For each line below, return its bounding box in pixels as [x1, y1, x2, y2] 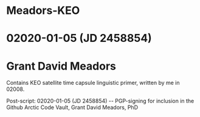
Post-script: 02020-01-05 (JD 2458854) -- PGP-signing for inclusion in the [6, 98, 195, 105]
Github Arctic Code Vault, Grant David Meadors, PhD [6, 104, 139, 111]
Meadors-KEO [6, 4, 80, 18]
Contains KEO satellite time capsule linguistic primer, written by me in [6, 79, 181, 87]
